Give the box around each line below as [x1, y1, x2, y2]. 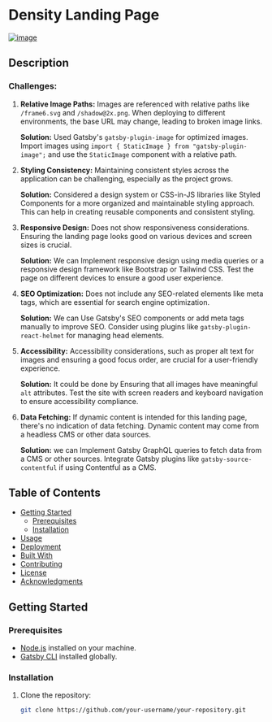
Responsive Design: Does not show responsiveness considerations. [19, 222, 250, 233]
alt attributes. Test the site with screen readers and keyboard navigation [19, 388, 264, 398]
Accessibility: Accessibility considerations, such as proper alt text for [19, 346, 254, 355]
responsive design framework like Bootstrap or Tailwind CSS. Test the [19, 264, 254, 274]
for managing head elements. [66, 330, 165, 340]
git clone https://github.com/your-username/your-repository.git [19, 706, 246, 715]
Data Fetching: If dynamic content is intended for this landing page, [19, 412, 248, 422]
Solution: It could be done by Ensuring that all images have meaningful [19, 379, 258, 389]
